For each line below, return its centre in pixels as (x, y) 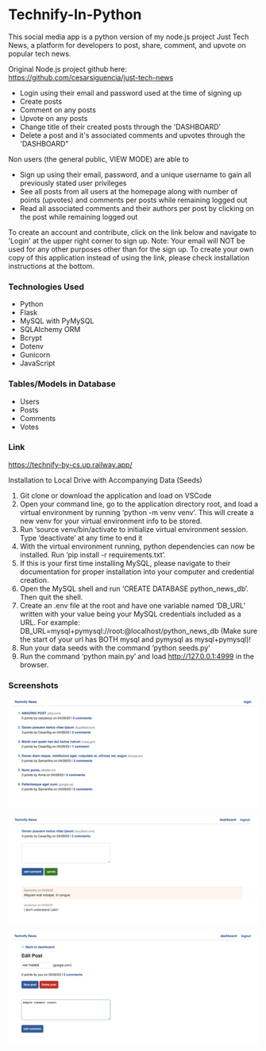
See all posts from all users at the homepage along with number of (129, 191)
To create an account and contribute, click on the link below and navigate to (132, 232)
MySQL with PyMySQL (57, 321)
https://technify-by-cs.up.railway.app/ (70, 464)
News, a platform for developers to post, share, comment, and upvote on (127, 45)
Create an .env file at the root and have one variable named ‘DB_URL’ (133, 605)
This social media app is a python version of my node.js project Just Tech (129, 37)
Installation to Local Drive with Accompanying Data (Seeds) (105, 480)
